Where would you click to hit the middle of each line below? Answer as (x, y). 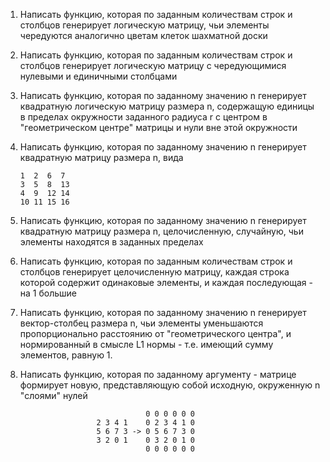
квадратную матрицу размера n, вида (101, 157)
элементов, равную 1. (66, 355)
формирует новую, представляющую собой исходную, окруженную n (170, 385)
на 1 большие (48, 293)
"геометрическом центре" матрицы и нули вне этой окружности (158, 127)
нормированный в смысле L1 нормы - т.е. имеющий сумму (146, 344)
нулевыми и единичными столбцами (98, 76)
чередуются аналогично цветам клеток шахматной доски (143, 35)
